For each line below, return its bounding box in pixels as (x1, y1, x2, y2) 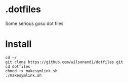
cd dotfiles (5, 64, 30, 69)
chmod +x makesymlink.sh (5, 68, 58, 73)
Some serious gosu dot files (5, 20, 64, 26)
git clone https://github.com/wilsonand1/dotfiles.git (5, 60, 123, 65)
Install (5, 38, 32, 50)
